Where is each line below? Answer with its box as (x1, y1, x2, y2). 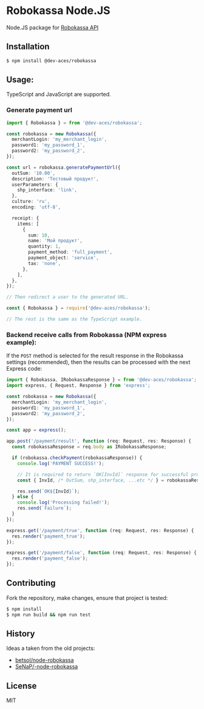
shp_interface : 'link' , (17, 187, 78, 193)
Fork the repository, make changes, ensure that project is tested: (6, 594, 168, 601)
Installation (6, 41, 50, 52)
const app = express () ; (6, 427, 67, 433)
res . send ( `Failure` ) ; (17, 505, 72, 511)
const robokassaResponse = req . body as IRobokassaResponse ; (12, 444, 167, 450)
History (6, 629, 35, 639)
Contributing (6, 578, 56, 588)
